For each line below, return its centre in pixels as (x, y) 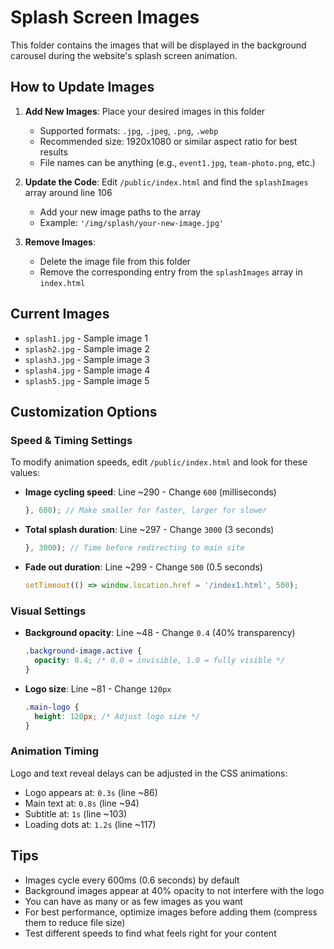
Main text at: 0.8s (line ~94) (82, 803)
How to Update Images (82, 87)
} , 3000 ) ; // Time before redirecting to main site (134, 548)
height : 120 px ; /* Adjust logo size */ (117, 716)
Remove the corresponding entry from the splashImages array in (171, 272)
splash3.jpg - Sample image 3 (87, 359)
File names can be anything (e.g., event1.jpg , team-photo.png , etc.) (177, 162)
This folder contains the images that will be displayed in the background (158, 45)
